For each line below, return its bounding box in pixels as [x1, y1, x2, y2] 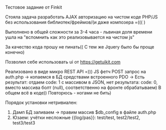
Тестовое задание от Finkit [5, 4, 62, 10]
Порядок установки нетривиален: [5, 99, 77, 105]
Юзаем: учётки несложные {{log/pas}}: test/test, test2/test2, [12, 114, 140, 120]
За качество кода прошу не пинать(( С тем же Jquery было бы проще [5, 44, 154, 49]
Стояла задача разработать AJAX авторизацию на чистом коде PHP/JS [5, 14, 158, 19]
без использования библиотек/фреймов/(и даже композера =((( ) [5, 19, 146, 25]
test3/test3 [12, 120, 35, 125]
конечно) [5, 49, 25, 55]
